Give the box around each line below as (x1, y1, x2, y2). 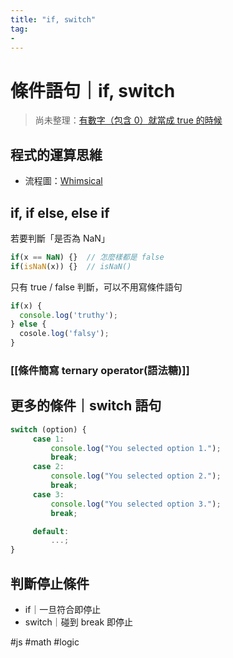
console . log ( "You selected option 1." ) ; (50, 443, 222, 453)
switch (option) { (10, 424, 87, 435)
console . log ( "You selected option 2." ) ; (50, 471, 222, 481)
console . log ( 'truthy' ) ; (19, 310, 118, 320)
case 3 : (32, 489, 65, 500)
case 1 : (32, 434, 65, 444)
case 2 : (32, 462, 65, 472)
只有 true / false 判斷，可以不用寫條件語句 (10, 281, 183, 293)
